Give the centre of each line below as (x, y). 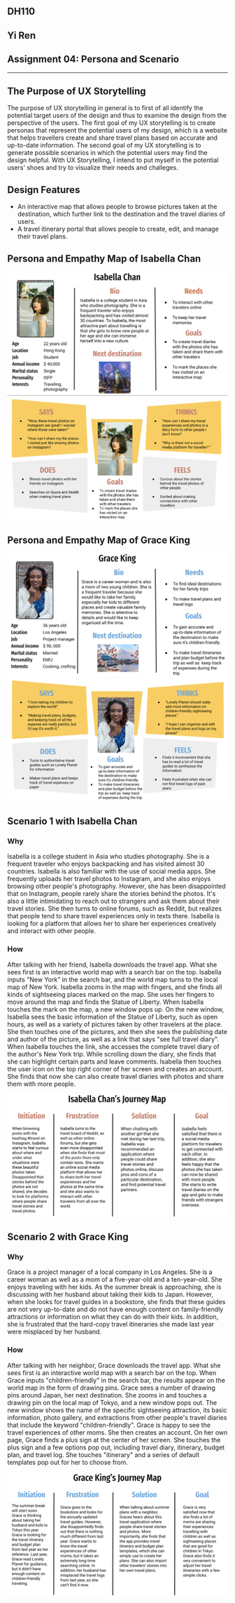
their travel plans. (42, 236)
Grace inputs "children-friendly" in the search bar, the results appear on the (116, 1380)
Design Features (44, 190)
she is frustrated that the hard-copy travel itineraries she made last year (111, 1324)
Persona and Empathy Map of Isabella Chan (104, 259)
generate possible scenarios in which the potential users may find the (107, 153)
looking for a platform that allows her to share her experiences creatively (112, 924)
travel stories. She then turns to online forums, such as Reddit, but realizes (115, 908)
